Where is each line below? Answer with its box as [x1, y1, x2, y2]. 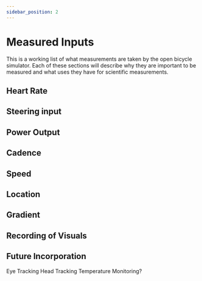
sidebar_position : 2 [6, 9, 59, 15]
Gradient [6, 210, 41, 220]
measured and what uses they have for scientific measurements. [6, 68, 169, 75]
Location [6, 189, 41, 199]
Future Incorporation [6, 251, 86, 262]
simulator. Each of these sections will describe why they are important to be [6, 61, 197, 69]
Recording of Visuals [6, 231, 87, 241]
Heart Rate [6, 86, 48, 96]
